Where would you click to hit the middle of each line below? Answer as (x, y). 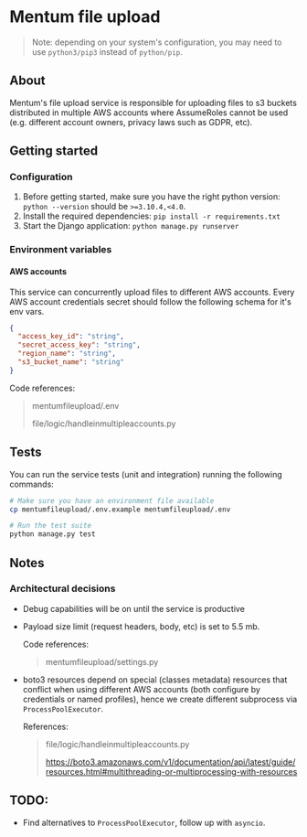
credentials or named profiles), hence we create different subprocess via (160, 699)
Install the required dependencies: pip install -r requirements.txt (152, 216)
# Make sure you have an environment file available (112, 500)
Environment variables (61, 250)
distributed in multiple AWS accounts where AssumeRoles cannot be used (149, 113)
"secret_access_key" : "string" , (79, 345)
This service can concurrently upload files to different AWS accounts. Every (152, 292)
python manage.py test (53, 534)
